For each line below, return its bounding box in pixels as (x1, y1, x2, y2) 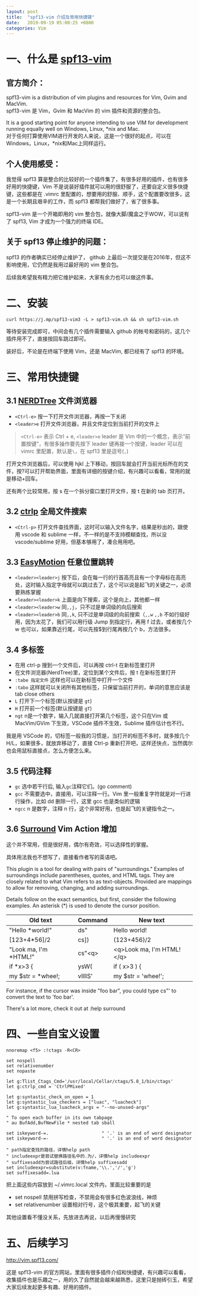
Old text (29, 916, 52, 924)
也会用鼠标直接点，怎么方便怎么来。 (6, 747, 95, 754)
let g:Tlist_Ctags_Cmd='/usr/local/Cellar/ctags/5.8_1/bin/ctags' (6, 1078, 174, 1084)
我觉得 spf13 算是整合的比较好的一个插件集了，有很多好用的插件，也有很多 (6, 176, 188, 183)
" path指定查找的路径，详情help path (6, 1147, 91, 1153)
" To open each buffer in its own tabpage (6, 1114, 113, 1121)
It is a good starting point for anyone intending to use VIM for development (6, 119, 188, 126)
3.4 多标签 (6, 645, 44, 655)
